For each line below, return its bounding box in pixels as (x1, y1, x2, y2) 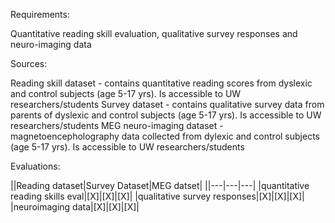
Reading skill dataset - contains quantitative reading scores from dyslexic (10, 77, 313, 89)
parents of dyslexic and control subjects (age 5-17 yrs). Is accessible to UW (10, 109, 322, 121)
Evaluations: (10, 160, 61, 172)
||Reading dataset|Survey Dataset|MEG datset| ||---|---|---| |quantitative (10, 180, 310, 191)
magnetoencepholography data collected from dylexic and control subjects (10, 130, 320, 142)
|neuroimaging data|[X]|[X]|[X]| (10, 201, 140, 213)
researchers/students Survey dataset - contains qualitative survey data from (10, 99, 325, 110)
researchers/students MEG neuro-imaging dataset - (10, 120, 224, 131)
